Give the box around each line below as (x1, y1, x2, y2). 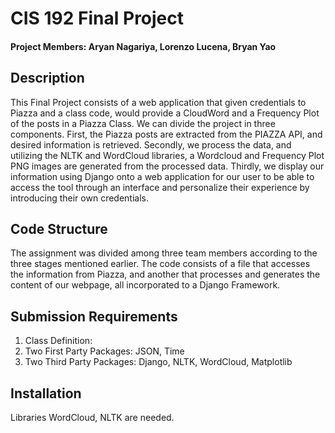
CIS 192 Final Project (10, 7, 185, 30)
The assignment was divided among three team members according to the (10, 247, 318, 259)
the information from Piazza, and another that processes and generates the (10, 268, 321, 281)
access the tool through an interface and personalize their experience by (10, 181, 310, 193)
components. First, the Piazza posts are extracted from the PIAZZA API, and (10, 128, 323, 140)
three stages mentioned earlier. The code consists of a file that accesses (10, 258, 311, 270)
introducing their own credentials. (10, 192, 149, 204)
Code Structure (10, 220, 108, 237)
